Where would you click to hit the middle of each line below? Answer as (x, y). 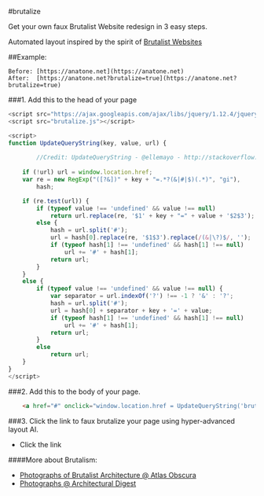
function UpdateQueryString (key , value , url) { (88, 143)
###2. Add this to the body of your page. (74, 391)
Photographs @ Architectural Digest (78, 483)
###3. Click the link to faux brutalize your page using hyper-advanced (122, 421)
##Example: (27, 57)
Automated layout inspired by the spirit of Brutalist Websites (105, 42)
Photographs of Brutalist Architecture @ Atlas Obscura (108, 475)
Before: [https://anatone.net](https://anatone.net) (96, 72)
